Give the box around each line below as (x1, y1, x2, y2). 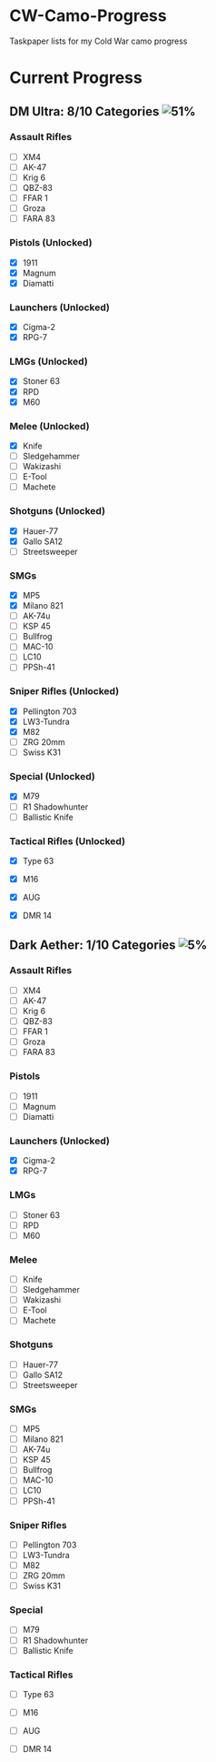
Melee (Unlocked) (9, 419, 90, 432)
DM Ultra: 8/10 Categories (9, 104, 160, 119)
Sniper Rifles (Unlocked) (9, 685, 120, 698)
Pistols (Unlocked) (9, 237, 93, 249)
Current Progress (9, 67, 142, 88)
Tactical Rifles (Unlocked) (9, 834, 125, 847)
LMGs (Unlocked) (9, 356, 88, 368)
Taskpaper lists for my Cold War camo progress (9, 35, 188, 46)
